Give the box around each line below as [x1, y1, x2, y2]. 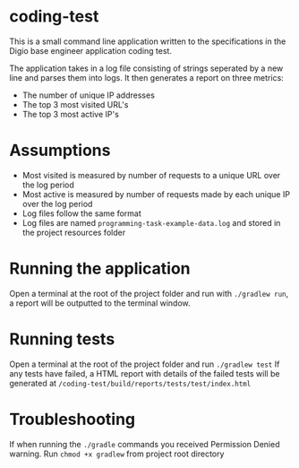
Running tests [9, 329, 115, 349]
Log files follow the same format [21, 208, 141, 219]
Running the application [9, 258, 191, 279]
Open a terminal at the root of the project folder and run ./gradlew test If [9, 359, 280, 369]
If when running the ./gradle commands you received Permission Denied [9, 438, 280, 449]
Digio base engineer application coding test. [9, 45, 173, 56]
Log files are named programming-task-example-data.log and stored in [21, 217, 281, 228]
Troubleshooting [9, 409, 136, 429]
